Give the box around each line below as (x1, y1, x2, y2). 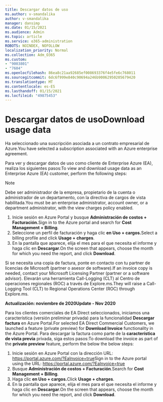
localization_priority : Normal (5, 48, 68, 53)
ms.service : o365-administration (5, 39, 73, 44)
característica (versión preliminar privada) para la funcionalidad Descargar (5, 315, 155, 321)
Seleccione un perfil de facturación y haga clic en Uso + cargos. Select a (12, 230, 158, 236)
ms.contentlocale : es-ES (5, 84, 55, 89)
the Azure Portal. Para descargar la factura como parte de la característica (5, 330, 155, 336)
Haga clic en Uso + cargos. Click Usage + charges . (12, 376, 114, 382)
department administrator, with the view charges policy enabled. (5, 205, 134, 211)
